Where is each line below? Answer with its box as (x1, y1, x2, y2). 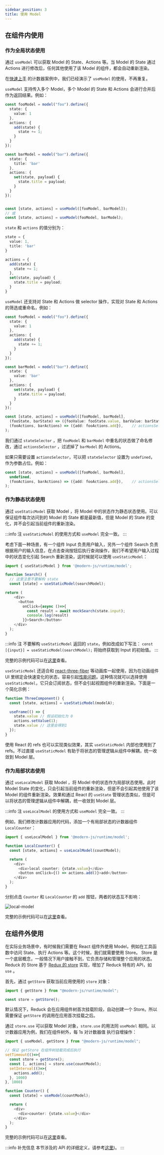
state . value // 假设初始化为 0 (14, 714, 73, 719)
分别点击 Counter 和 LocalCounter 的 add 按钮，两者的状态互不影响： (5, 893, 142, 899)
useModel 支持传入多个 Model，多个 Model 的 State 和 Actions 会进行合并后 (5, 86, 156, 92)
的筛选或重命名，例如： (5, 305, 52, 311)
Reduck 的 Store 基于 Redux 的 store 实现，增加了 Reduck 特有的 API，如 (5, 962, 152, 968)
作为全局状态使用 (5, 47, 45, 54)
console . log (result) (26, 613, 69, 618)
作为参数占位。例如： (5, 460, 48, 466)
